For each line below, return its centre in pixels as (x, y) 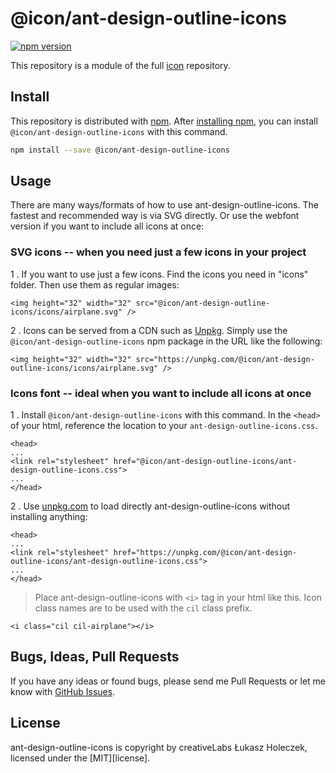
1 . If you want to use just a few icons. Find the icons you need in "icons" (159, 274)
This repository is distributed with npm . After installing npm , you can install (164, 121)
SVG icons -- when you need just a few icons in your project (158, 252)
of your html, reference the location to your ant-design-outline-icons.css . (164, 426)
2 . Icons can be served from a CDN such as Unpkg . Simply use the (149, 330)
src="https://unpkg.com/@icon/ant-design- (225, 359)
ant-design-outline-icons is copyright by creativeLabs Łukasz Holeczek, (159, 747)
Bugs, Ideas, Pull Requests (95, 657)
